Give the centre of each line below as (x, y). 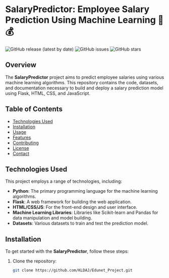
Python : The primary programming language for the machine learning (85, 191)
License (21, 148)
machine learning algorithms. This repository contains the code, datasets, (82, 82)
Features (22, 137)
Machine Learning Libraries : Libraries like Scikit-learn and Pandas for (85, 212)
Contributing (25, 143)
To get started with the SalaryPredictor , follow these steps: (67, 251)
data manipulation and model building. (52, 218)
